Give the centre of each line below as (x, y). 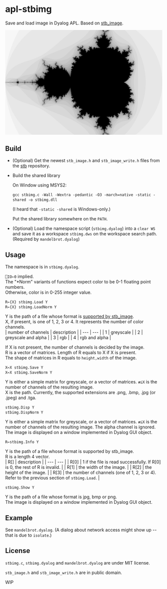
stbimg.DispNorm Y (24, 412)
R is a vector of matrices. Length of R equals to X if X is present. (71, 353)
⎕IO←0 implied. (19, 277)
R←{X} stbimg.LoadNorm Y (31, 307)
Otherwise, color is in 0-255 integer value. (48, 292)
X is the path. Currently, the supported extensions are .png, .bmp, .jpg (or (81, 393)
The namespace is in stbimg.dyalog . (42, 267)
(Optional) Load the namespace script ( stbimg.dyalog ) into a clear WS (84, 228)
